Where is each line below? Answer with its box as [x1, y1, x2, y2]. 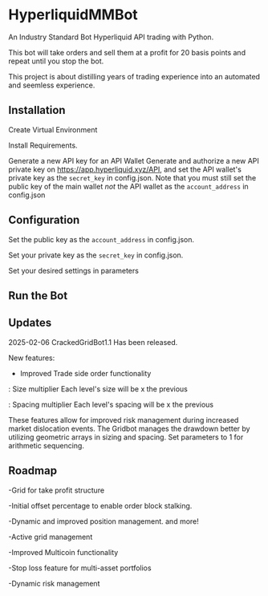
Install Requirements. [8, 140, 78, 150]
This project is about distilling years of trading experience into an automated [8, 71, 261, 81]
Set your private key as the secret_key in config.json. [8, 250, 184, 260]
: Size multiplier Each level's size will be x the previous [8, 383, 189, 394]
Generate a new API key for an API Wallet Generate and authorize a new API [8, 156, 259, 165]
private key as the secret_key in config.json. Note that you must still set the [8, 172, 257, 182]
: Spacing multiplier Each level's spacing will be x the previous [8, 399, 214, 409]
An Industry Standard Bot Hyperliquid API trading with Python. [8, 32, 214, 42]
